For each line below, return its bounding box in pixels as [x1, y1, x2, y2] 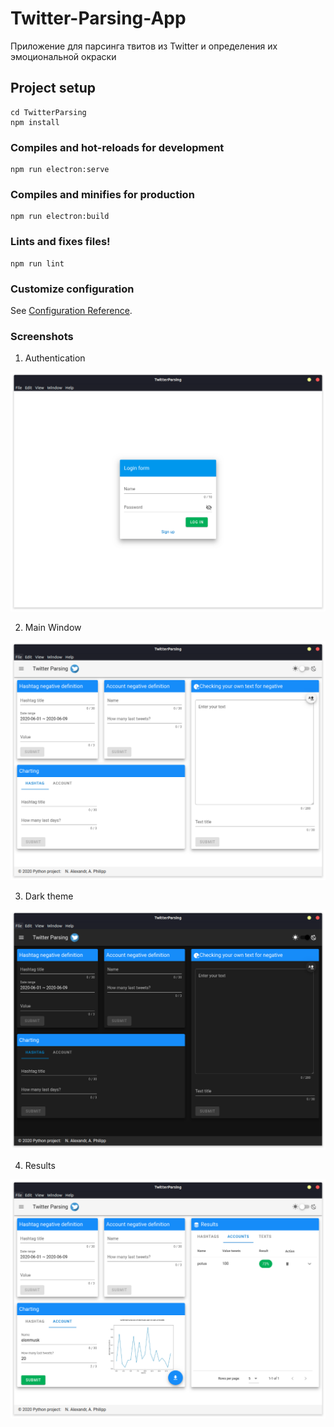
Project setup [10, 80, 97, 97]
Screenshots [10, 329, 74, 343]
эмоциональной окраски [10, 50, 117, 62]
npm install [10, 117, 60, 127]
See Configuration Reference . [10, 304, 133, 316]
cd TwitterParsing [10, 107, 87, 117]
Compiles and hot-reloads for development [10, 140, 225, 154]
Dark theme [24, 890, 74, 902]
